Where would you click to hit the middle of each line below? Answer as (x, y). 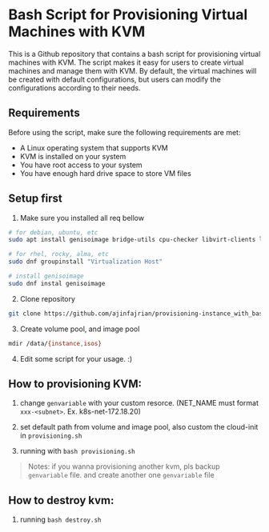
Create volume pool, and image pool (80, 329)
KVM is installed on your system (73, 156)
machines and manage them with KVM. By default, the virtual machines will (132, 70)
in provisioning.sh (51, 436)
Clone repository (48, 298)
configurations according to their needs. (75, 88)
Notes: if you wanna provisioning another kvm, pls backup (124, 466)
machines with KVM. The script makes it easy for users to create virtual (126, 62)
